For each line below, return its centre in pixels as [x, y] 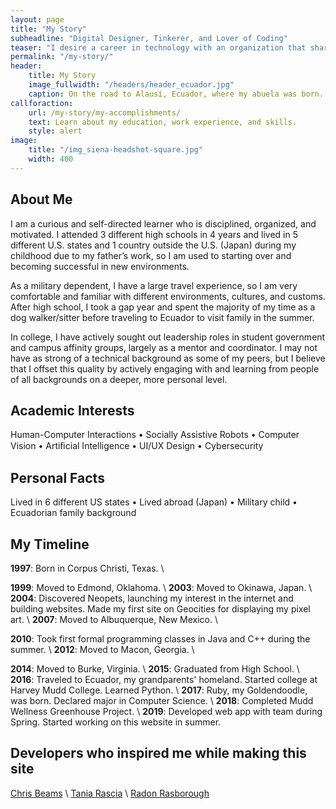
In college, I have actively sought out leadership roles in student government [168, 337]
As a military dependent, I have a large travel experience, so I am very [154, 285]
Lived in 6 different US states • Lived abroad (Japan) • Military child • [154, 502]
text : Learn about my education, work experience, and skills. [163, 122]
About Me [41, 199]
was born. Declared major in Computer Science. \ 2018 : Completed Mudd [162, 700]
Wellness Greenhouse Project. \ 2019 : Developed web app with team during [166, 711]
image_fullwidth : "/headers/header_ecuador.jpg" [131, 85]
